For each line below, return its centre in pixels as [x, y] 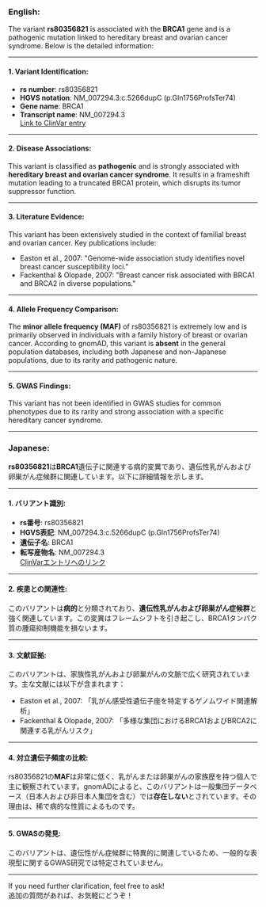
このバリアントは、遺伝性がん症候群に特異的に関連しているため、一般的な [129, 852]
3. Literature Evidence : [46, 217]
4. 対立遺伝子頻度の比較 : [48, 757]
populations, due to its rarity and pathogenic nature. [93, 360]
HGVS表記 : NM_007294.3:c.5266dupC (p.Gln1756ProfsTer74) [120, 532]
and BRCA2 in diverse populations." [78, 283]
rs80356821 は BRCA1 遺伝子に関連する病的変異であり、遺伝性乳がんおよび [130, 467]
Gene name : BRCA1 [51, 106]
